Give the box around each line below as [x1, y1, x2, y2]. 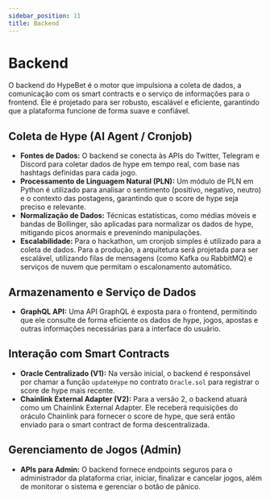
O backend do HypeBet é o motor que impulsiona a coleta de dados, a [8, 80, 242, 90]
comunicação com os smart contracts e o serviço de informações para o [8, 89, 250, 99]
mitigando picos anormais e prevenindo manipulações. [19, 228, 202, 237]
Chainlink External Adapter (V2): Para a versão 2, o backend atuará [19, 394, 247, 403]
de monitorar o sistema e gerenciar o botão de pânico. [19, 481, 201, 491]
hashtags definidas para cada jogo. [19, 168, 138, 178]
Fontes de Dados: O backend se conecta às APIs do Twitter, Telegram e [19, 151, 260, 161]
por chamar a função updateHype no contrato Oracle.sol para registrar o [19, 377, 260, 386]
